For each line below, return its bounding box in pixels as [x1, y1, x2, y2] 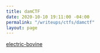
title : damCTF [6, 8, 41, 15]
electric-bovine [6, 41, 42, 48]
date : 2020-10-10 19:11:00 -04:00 [6, 14, 90, 20]
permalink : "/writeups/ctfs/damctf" [6, 19, 95, 25]
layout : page [6, 24, 38, 31]
